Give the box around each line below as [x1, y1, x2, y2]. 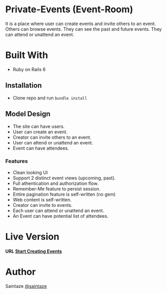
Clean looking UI [12, 169, 48, 175]
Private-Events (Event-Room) [5, 4, 133, 15]
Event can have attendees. [12, 145, 69, 151]
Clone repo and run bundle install [12, 95, 87, 101]
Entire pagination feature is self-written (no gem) [12, 191, 116, 197]
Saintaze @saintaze [5, 283, 47, 289]
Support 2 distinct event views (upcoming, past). [12, 175, 116, 181]
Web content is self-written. [12, 196, 72, 203]
